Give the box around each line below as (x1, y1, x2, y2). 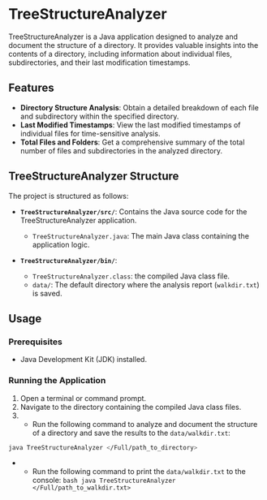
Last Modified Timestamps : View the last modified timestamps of (19, 119, 241, 130)
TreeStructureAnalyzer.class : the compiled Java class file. (32, 271, 230, 281)
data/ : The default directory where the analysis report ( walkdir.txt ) (32, 279, 260, 289)
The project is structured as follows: (8, 191, 129, 200)
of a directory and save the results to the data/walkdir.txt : (32, 428, 231, 437)
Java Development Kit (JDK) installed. (19, 355, 148, 364)
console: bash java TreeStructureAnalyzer (32, 476, 176, 485)
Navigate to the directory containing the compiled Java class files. (19, 402, 242, 412)
